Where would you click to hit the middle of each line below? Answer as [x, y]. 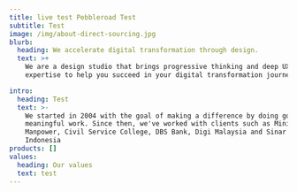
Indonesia [43, 141]
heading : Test [43, 99]
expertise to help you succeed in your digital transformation [144, 75]
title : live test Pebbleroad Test [73, 17]
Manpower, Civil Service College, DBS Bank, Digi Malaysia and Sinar [156, 132]
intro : [21, 91]
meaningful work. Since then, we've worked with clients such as [148, 124]
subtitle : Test [37, 26]
